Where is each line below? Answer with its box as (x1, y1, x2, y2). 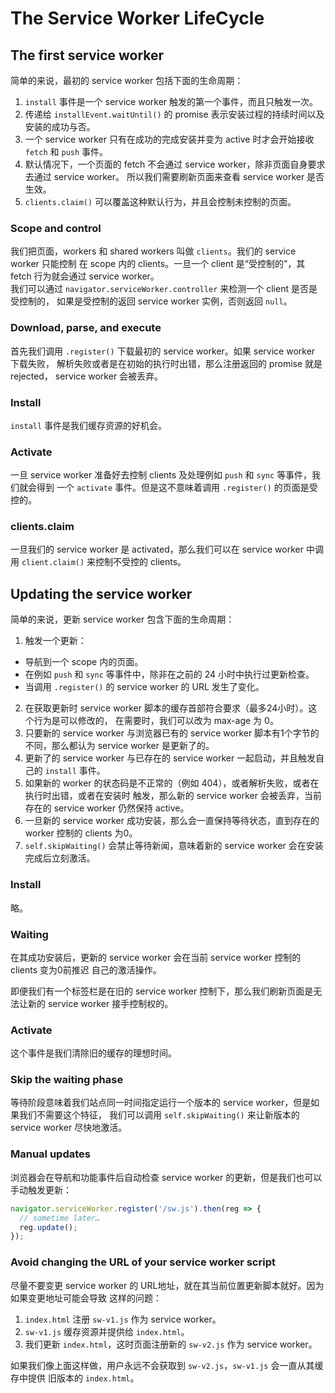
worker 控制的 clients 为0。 (24, 827, 138, 839)
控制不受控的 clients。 (95, 556, 187, 568)
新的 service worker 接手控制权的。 (27, 997, 174, 1009)
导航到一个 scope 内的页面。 (24, 656, 144, 668)
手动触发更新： (10, 1183, 72, 1196)
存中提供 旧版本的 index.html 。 (10, 1372, 140, 1384)
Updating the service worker (10, 585, 193, 602)
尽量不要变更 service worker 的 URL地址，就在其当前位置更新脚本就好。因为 (10, 1279, 325, 1291)
